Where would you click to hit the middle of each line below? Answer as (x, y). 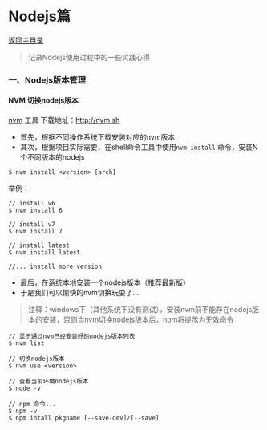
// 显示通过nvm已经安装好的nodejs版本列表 (72, 337)
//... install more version (55, 267)
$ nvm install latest (44, 253)
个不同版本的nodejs (52, 157)
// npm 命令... (32, 404)
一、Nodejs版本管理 (47, 79)
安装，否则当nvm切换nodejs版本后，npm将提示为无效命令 (138, 320)
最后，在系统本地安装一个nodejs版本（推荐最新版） (105, 282)
